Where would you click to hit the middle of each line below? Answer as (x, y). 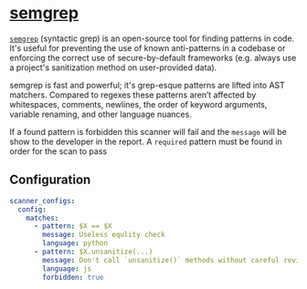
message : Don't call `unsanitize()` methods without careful (161, 260)
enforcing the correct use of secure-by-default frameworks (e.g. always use (153, 57)
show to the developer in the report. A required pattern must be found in (146, 141)
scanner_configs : (42, 201)
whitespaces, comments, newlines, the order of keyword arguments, (138, 104)
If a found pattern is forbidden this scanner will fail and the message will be (148, 131)
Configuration (50, 180)
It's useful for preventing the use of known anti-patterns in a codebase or (148, 47)
